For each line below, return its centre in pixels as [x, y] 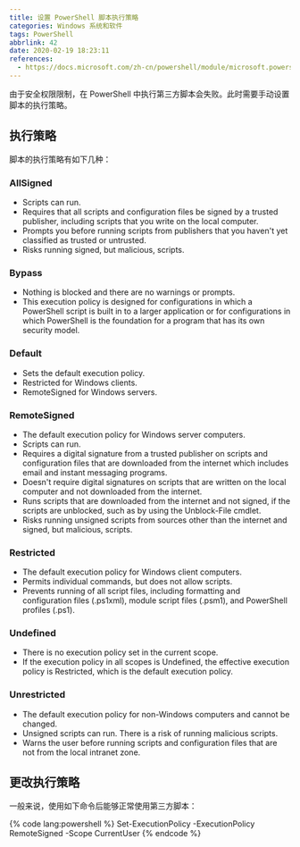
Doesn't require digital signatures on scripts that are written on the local [154, 482]
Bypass [26, 273]
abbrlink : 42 [33, 42]
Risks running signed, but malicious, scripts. [103, 249]
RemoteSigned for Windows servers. [90, 392]
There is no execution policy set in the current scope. [120, 652]
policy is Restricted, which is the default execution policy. [128, 672]
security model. [51, 331]
